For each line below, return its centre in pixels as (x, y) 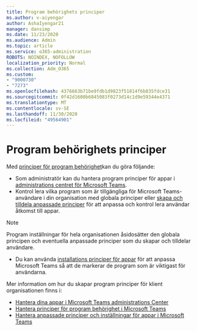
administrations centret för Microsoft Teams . (71, 185)
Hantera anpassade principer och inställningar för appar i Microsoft (99, 315)
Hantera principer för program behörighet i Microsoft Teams (91, 309)
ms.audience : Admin (31, 40)
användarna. (31, 272)
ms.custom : (20, 74)
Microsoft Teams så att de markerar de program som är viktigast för (100, 266)
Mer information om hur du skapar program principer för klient (84, 284)
